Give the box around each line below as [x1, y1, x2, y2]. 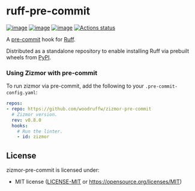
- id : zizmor [17, 134, 50, 140]
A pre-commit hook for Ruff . [6, 35, 76, 43]
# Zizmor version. [11, 111, 58, 118]
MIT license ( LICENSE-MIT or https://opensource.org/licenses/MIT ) [14, 178, 182, 186]
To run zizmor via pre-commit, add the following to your [6, 82, 144, 89]
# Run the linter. [17, 128, 63, 135]
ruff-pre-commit [6, 4, 91, 18]
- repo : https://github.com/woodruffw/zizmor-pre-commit [6, 106, 152, 112]
